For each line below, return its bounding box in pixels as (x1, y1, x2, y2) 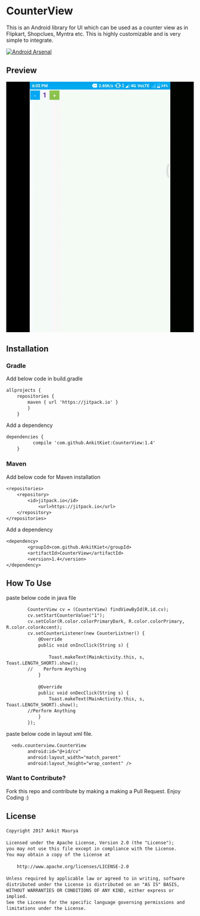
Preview (6, 66, 37, 76)
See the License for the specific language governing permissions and (6, 899, 185, 905)
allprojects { (6, 388, 42, 394)
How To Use (6, 578, 52, 589)
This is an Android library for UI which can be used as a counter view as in (6, 24, 189, 31)
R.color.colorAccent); (6, 624, 62, 630)
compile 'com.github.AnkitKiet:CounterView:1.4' (32, 440, 156, 446)
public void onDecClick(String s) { (37, 690, 129, 696)
